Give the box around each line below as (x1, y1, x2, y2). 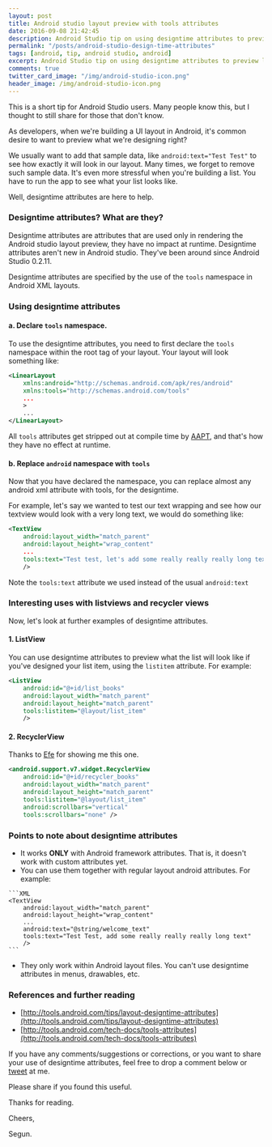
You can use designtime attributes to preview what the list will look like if (8, 652, 251, 662)
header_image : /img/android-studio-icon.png (8, 79, 161, 87)
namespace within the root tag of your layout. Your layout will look (8, 347, 229, 357)
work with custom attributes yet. (19, 856, 128, 866)
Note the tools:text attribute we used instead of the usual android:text (8, 577, 249, 587)
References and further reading (8, 989, 135, 1000)
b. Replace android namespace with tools (8, 458, 151, 468)
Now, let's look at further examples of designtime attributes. (8, 616, 209, 626)
